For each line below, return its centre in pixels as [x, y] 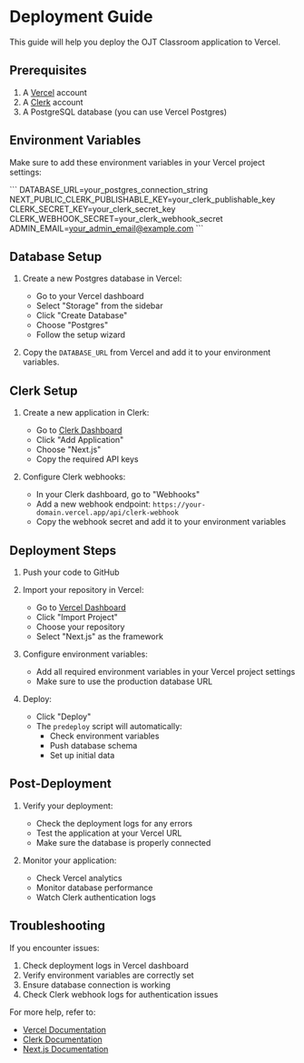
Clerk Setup [44, 391]
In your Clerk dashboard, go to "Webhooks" [118, 495]
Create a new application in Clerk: [86, 413]
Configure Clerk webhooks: [74, 477]
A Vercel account [55, 92]
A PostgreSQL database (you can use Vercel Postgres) [125, 112]
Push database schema [93, 746]
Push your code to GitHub [71, 572]
